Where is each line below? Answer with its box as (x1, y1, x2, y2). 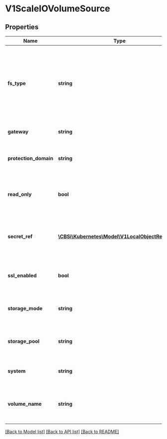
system (7, 368, 26, 375)
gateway (7, 128, 29, 135)
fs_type (7, 80, 26, 87)
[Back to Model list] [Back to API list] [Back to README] (5, 429, 119, 435)
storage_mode (7, 305, 43, 312)
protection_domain (7, 155, 54, 162)
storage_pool (7, 338, 40, 345)
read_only (7, 191, 32, 197)
